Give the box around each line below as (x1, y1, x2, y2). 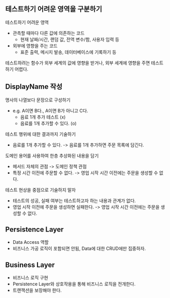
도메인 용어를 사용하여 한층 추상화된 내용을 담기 (5, 153, 99, 159)
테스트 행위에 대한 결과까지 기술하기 (5, 131, 76, 137)
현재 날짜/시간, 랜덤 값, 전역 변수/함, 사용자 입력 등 (20, 36, 119, 42)
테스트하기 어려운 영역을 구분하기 (5, 5, 103, 14)
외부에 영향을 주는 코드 (12, 43, 58, 49)
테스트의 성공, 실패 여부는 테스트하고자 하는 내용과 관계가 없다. (12, 197, 136, 204)
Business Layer (5, 260, 55, 269)
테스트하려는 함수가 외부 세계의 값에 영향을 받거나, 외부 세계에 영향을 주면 (5, 60, 150, 66)
